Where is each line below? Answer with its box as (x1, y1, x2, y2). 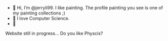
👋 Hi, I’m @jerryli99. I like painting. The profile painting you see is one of (12, 5, 163, 10)
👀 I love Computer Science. (12, 15, 70, 21)
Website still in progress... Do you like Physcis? (5, 30, 103, 36)
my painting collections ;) (12, 10, 66, 16)
